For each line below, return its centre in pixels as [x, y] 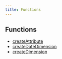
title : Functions [23, 10]
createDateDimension [34, 47]
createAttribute [28, 41]
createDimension [30, 52]
